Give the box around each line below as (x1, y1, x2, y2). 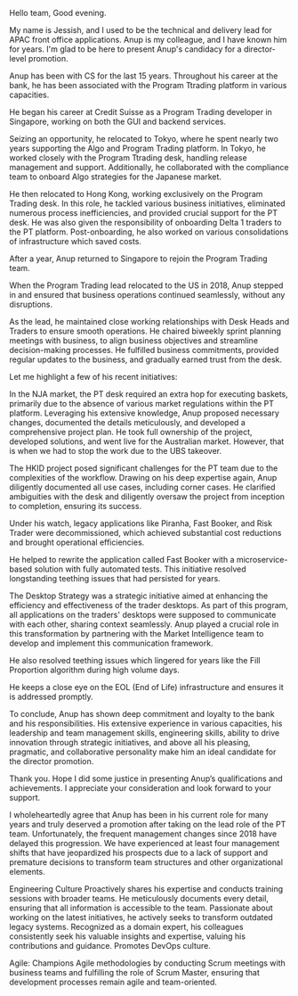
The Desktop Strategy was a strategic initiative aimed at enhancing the (9, 590, 269, 601)
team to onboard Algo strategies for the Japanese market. (9, 171, 222, 182)
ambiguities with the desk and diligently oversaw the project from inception (9, 491, 286, 502)
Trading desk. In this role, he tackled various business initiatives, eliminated (9, 198, 286, 209)
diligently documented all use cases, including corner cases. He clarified (9, 482, 276, 492)
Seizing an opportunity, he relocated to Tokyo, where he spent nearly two (9, 134, 278, 144)
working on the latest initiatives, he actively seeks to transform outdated (9, 912, 273, 922)
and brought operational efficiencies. (9, 537, 145, 547)
